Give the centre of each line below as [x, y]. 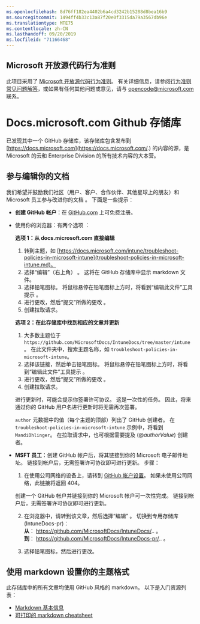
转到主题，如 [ [41, 251]
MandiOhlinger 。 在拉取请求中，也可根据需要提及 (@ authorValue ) [96, 435]
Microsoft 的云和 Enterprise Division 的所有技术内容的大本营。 [83, 155]
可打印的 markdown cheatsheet [54, 615]
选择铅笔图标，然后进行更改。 [60, 551]
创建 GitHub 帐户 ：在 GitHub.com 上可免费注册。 [75, 212]
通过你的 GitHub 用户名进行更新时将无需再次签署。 [78, 407]
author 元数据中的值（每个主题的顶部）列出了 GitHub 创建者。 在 [95, 420]
